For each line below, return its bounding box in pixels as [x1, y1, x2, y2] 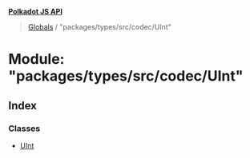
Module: [8, 50, 65, 69]
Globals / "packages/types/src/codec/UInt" [27, 22, 172, 31]
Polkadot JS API [8, 7, 62, 16]
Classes [8, 123, 41, 134]
